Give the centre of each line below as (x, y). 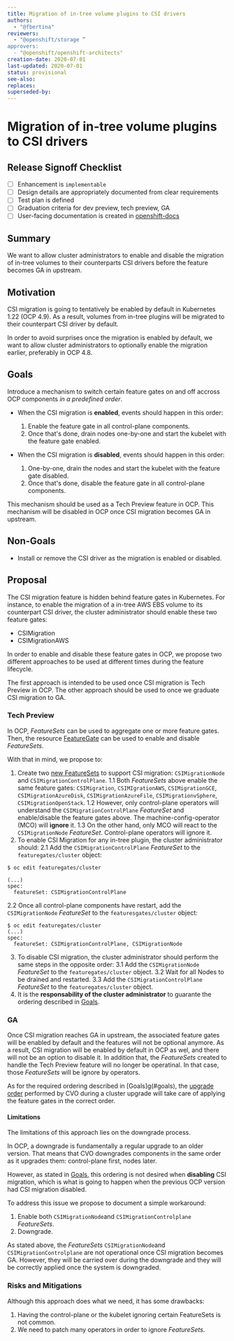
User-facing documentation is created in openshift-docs (98, 216)
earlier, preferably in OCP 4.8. (50, 353)
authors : (20, 20)
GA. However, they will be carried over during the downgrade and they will (114, 1260)
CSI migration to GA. (37, 697)
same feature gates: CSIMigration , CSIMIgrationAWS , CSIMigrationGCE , (117, 788)
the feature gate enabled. (64, 441)
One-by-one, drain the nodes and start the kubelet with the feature (124, 468)
